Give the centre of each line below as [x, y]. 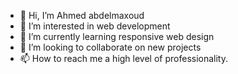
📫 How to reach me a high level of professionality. [124, 58]
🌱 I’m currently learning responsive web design [117, 36]
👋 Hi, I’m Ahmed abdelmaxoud [82, 15]
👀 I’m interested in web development [95, 26]
